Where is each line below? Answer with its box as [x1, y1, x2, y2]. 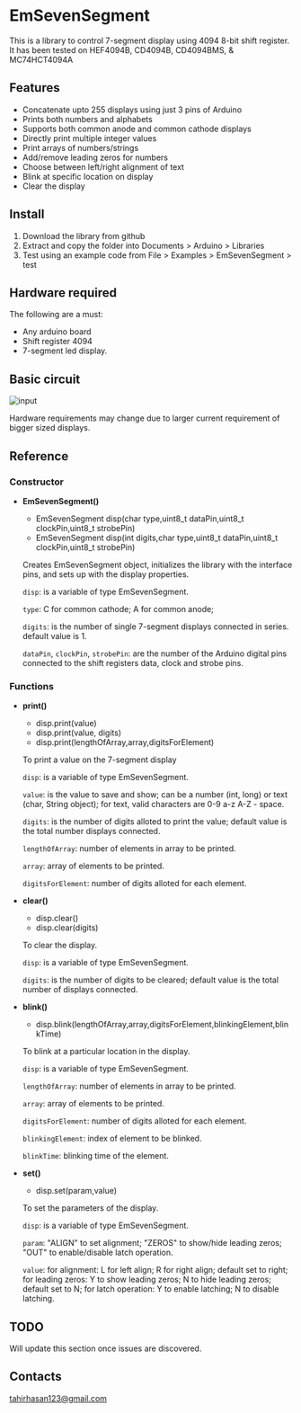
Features [9, 80, 60, 95]
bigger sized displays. [9, 422, 91, 433]
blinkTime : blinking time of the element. [22, 1151, 169, 1161]
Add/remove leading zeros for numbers [22, 152, 169, 163]
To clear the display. [22, 940, 98, 951]
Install [9, 207, 45, 222]
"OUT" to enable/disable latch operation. [22, 1247, 173, 1258]
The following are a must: [9, 309, 103, 320]
